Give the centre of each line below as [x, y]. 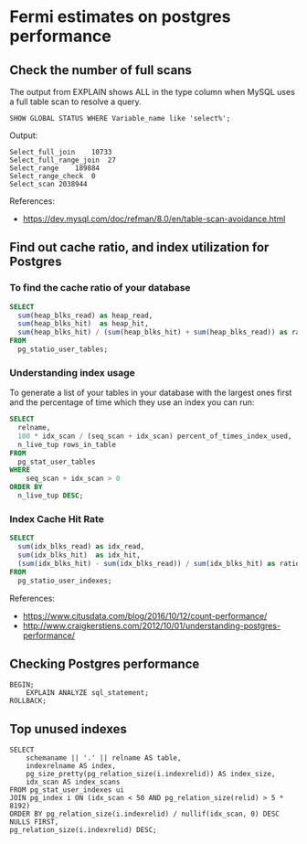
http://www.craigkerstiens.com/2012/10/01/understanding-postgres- [152, 625]
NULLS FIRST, [34, 822]
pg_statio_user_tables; [63, 349]
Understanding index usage [72, 372]
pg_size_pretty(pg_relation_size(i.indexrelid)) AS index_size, [151, 775]
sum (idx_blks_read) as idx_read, [81, 547]
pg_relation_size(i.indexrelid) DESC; [83, 830]
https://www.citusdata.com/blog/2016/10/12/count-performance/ [145, 615]
